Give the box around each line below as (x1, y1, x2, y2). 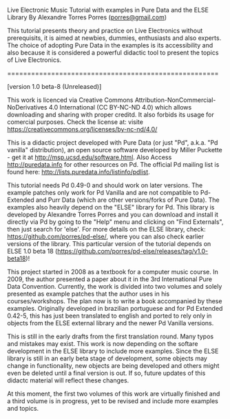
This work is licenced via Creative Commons (7, 96, 134, 104)
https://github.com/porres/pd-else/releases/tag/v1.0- (57, 247, 209, 255)
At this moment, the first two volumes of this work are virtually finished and (7, 389, 220, 398)
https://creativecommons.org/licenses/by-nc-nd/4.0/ (7, 125, 158, 133)
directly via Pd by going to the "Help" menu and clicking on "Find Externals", (7, 218, 224, 226)
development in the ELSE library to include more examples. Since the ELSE (7, 347, 219, 355)
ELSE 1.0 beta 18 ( (7, 247, 58, 255)
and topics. (7, 405, 39, 412)
